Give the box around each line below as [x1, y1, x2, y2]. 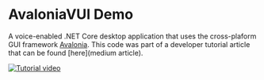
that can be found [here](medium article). [8, 48, 143, 57]
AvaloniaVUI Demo [8, 5, 133, 24]
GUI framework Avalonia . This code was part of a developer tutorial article [8, 39, 251, 49]
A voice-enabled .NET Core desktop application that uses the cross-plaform [8, 31, 257, 41]
